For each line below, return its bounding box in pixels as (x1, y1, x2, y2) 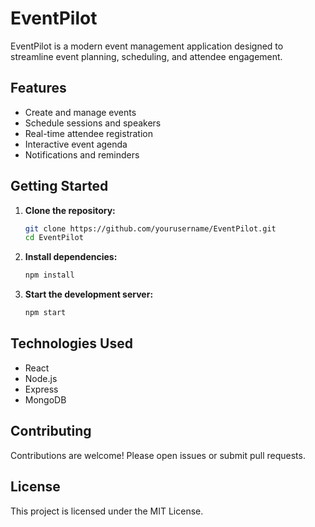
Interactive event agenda (24, 138, 128, 150)
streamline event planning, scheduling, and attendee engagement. (10, 50, 283, 62)
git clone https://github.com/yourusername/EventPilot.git (24, 223, 277, 234)
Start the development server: (24, 288, 154, 301)
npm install (24, 270, 75, 281)
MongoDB (24, 393, 67, 406)
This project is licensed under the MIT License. (10, 505, 204, 517)
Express (24, 383, 59, 395)
